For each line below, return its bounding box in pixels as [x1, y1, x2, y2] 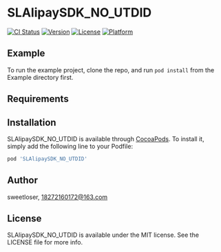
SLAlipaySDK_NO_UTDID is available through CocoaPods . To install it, [7, 134, 204, 143]
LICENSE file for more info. [7, 238, 83, 246]
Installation [7, 116, 56, 128]
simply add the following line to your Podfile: [7, 142, 133, 150]
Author [7, 174, 38, 187]
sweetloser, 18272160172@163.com [7, 193, 108, 201]
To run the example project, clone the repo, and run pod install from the [7, 65, 215, 74]
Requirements [7, 93, 69, 105]
